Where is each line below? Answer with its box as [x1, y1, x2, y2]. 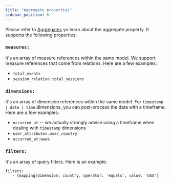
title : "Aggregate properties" [5, 7, 72, 13]
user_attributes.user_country [12, 131, 78, 136]
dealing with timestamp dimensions [12, 125, 86, 131]
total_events [12, 71, 41, 76]
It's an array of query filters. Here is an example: [5, 159, 108, 165]
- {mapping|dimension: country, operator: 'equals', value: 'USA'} [12, 173, 159, 178]
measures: [5, 44, 30, 50]
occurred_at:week [12, 136, 50, 142]
